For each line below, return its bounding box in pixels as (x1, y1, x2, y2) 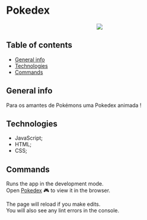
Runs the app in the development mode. (6, 180, 104, 187)
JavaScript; (14, 134, 43, 142)
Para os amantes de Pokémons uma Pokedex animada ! (6, 102, 142, 109)
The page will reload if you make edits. (6, 200, 101, 208)
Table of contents (6, 40, 72, 51)
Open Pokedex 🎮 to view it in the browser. (6, 187, 111, 194)
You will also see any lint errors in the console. (6, 207, 120, 214)
